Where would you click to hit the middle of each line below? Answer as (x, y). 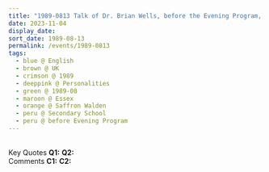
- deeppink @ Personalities (63, 83)
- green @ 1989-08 (47, 91)
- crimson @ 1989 (45, 76)
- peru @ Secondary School (61, 114)
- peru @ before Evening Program (72, 121)
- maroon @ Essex (45, 99)
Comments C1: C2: (40, 161)
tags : (17, 53)
